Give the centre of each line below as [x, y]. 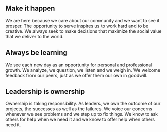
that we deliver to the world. [35, 36]
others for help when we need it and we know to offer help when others [80, 120]
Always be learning [36, 53]
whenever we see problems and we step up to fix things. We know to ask [82, 114]
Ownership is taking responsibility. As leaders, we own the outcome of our [83, 104]
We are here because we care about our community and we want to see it [82, 20]
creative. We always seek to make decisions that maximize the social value [83, 31]
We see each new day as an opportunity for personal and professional [79, 65]
